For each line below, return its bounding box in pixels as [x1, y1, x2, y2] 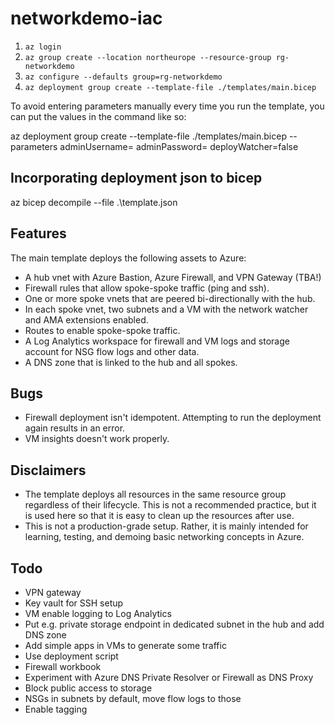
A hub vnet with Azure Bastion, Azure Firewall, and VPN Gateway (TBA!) [24, 271, 322, 283]
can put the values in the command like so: [10, 110, 187, 122]
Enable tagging [24, 703, 88, 715]
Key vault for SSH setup [24, 597, 124, 609]
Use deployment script [24, 650, 119, 662]
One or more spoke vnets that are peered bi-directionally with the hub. [24, 292, 316, 304]
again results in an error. [24, 422, 126, 434]
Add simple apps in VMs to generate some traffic [24, 640, 227, 651]
